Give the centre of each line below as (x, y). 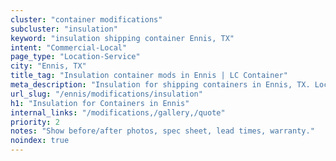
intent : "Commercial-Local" (69, 47)
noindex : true (40, 141)
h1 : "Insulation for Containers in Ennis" (100, 103)
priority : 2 (35, 122)
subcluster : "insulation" (64, 29)
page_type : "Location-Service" (75, 57)
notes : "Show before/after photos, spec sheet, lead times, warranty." (162, 131)
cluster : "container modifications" (86, 19)
